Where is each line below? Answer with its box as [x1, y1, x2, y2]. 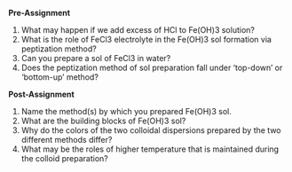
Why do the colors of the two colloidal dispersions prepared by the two [20, 125, 281, 136]
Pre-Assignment [8, 8, 71, 18]
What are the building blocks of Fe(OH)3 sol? [20, 115, 186, 126]
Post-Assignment [8, 89, 75, 99]
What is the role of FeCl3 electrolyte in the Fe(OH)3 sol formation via [20, 35, 272, 44]
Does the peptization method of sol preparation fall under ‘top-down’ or [20, 62, 283, 73]
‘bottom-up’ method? [20, 72, 99, 82]
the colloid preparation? [20, 153, 108, 163]
